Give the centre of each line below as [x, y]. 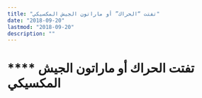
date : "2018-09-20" [36, 20]
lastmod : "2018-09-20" [41, 27]
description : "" [31, 33]
